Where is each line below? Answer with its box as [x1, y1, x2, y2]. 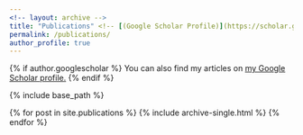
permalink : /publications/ [9, 30, 111, 39]
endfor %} [9, 117, 48, 128]
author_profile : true [9, 38, 91, 48]
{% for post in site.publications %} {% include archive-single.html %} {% [9, 107, 280, 118]
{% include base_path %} [9, 90, 105, 101]
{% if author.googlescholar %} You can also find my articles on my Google [9, 63, 286, 74]
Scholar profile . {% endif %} [9, 73, 115, 84]
